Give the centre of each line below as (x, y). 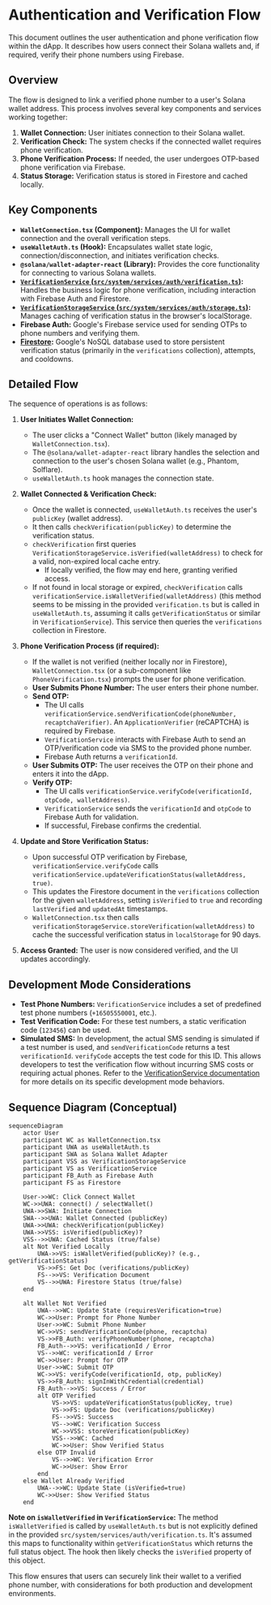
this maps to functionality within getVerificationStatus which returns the (131, 1543)
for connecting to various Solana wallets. (88, 273)
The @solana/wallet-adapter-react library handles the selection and (146, 453)
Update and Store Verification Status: (85, 841)
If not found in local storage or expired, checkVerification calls (138, 587)
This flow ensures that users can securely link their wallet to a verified (125, 1576)
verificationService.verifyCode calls (95, 866)
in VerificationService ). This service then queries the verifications (147, 622)
